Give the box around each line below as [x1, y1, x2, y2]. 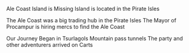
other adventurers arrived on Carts [6, 42, 93, 48]
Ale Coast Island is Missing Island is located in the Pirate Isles [6, 5, 160, 12]
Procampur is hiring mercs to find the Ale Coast [6, 23, 125, 30]
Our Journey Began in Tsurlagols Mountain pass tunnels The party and [6, 35, 184, 42]
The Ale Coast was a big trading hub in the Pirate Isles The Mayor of [6, 17, 177, 23]
